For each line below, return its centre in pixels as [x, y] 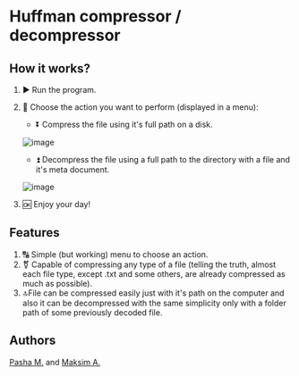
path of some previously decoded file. [92, 312]
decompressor [65, 35]
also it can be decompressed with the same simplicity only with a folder [154, 303]
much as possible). [57, 283]
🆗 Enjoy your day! [56, 204]
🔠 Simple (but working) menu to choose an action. [115, 254]
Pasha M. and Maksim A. [55, 362]
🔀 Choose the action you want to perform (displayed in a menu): [140, 107]
